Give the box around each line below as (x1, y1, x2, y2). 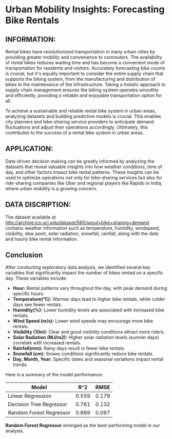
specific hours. (12, 290, 45, 297)
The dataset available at (5, 214, 56, 220)
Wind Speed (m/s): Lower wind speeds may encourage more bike (12, 318, 153, 324)
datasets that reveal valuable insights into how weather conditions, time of (5, 163, 163, 170)
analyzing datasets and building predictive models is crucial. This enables (5, 113, 161, 119)
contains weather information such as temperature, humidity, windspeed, (5, 225, 160, 231)
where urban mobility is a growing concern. (5, 185, 98, 191)
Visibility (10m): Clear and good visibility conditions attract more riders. (12, 329, 165, 335)
